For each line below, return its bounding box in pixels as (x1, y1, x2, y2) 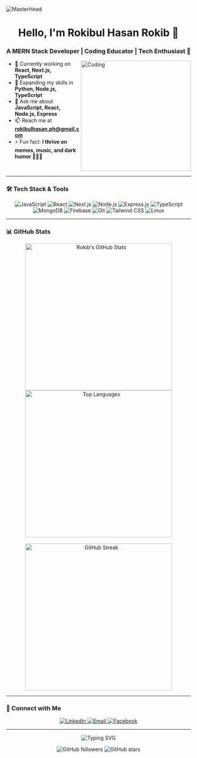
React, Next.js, (14, 66, 52, 74)
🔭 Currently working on (14, 61, 71, 68)
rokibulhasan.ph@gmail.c (14, 125, 80, 132)
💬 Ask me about (14, 98, 53, 105)
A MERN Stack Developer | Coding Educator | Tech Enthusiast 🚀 (6, 47, 191, 55)
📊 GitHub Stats (6, 227, 51, 235)
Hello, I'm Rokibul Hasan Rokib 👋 (18, 26, 179, 39)
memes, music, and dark (14, 147, 76, 154)
